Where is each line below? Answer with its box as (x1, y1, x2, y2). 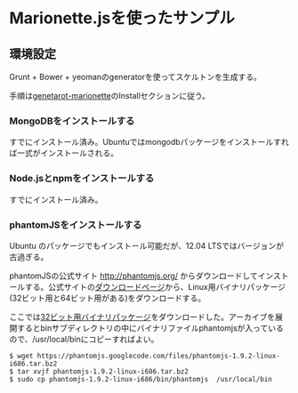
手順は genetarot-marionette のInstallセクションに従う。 (9, 91, 211, 100)
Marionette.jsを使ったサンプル (9, 8, 236, 28)
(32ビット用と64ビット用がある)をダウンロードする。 (9, 293, 206, 303)
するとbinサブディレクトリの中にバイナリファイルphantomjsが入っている (16, 322, 285, 333)
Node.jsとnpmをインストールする (9, 172, 155, 185)
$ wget (9, 351, 34, 360)
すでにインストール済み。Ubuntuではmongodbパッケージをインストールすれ (9, 137, 289, 148)
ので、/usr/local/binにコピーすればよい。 (9, 333, 159, 344)
